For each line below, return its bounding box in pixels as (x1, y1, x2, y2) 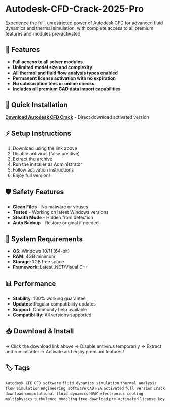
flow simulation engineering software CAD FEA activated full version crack (5, 386, 165, 391)
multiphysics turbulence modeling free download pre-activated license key (5, 397, 165, 402)
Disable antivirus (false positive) (12, 151, 80, 157)
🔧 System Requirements (5, 234, 83, 243)
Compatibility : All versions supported (12, 312, 92, 318)
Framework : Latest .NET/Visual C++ (12, 264, 89, 270)
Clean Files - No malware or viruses (12, 203, 89, 210)
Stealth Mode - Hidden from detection (12, 214, 93, 221)
